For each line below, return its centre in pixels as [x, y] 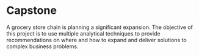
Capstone [31, 11]
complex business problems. [42, 46]
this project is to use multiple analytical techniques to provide [83, 33]
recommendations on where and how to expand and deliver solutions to [97, 40]
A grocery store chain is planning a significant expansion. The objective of [100, 27]
